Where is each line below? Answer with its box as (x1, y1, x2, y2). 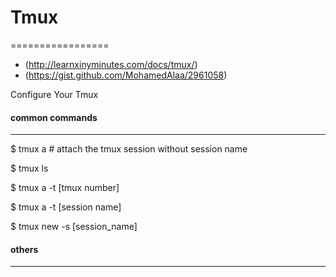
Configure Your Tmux (10, 88, 99, 100)
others (10, 243, 39, 255)
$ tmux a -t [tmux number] (10, 182, 120, 194)
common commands (10, 111, 98, 123)
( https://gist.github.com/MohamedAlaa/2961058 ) (24, 69, 228, 81)
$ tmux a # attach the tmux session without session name (10, 143, 248, 155)
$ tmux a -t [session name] (10, 201, 122, 213)
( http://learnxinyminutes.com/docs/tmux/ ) (24, 58, 198, 70)
